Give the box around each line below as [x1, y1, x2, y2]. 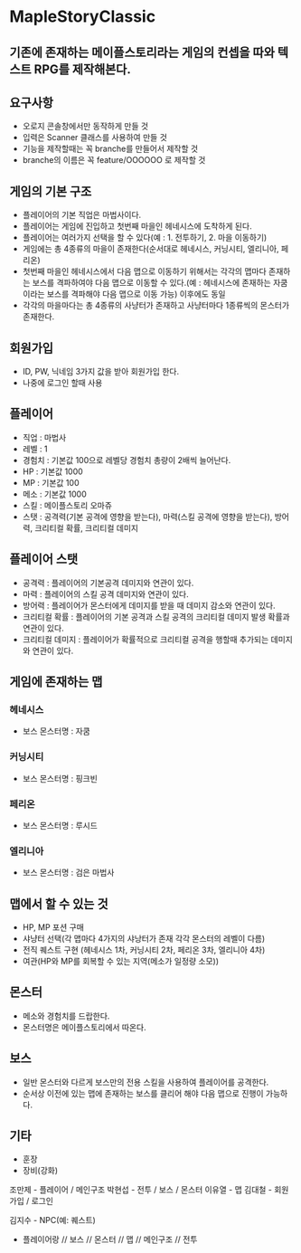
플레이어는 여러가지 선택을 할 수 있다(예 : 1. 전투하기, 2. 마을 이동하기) [22, 233, 268, 243]
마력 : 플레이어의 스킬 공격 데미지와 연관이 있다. [22, 588, 190, 599]
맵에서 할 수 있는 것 [9, 896, 108, 911]
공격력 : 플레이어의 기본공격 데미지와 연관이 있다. [22, 577, 194, 588]
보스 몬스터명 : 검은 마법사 [22, 867, 115, 878]
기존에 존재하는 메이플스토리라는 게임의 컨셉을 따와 [9, 44, 276, 60]
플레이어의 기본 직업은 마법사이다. [22, 210, 142, 221]
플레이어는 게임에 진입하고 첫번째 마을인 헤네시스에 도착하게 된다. [22, 221, 252, 232]
